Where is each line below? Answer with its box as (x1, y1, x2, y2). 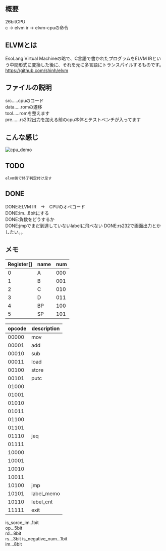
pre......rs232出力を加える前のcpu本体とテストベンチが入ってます (5, 117, 141, 123)
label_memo (31, 490, 61, 497)
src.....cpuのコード (5, 98, 44, 104)
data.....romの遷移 (5, 104, 42, 110)
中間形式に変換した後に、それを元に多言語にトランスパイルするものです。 (9, 61, 164, 67)
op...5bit (5, 525, 23, 531)
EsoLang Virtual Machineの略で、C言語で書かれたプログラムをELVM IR (5, 55, 152, 61)
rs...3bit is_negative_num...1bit (5, 535, 68, 541)
